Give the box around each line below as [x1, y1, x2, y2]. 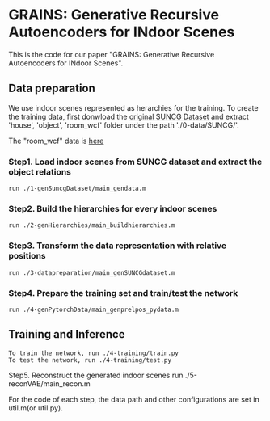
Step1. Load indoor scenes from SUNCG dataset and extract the [8, 156, 263, 167]
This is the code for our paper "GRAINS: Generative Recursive [8, 49, 215, 59]
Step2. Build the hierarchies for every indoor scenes [8, 203, 217, 214]
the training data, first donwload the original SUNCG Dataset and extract [8, 112, 249, 121]
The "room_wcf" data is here [8, 136, 104, 145]
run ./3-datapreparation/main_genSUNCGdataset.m [8, 268, 175, 276]
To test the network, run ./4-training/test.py [8, 356, 172, 364]
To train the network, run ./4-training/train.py [8, 349, 179, 357]
